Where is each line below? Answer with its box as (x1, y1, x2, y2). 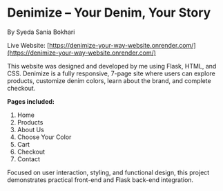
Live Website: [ (7, 41, 50, 49)
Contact (17, 154, 40, 163)
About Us (17, 125, 45, 134)
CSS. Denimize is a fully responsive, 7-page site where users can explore (7, 69, 215, 78)
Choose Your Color (17, 133, 72, 141)
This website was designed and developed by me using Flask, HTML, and (7, 62, 217, 70)
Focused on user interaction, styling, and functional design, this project (7, 168, 210, 176)
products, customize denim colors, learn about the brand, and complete (7, 76, 212, 84)
